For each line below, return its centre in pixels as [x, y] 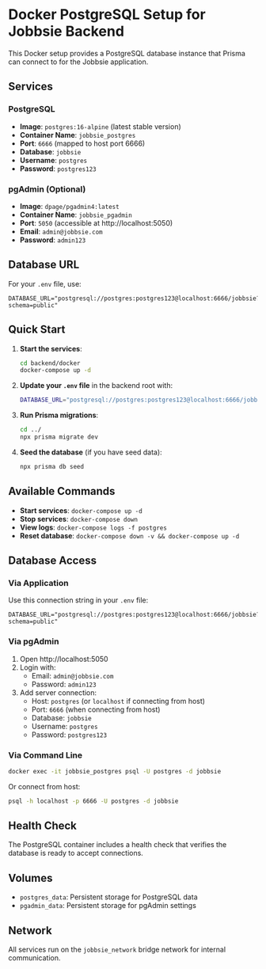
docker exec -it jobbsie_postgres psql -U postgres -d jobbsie [115, 771]
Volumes [30, 878]
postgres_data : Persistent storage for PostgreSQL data [108, 897]
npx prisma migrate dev [59, 437]
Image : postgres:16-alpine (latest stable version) [101, 126]
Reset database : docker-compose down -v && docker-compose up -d [129, 535]
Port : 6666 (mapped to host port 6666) [82, 143]
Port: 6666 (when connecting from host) [96, 709]
